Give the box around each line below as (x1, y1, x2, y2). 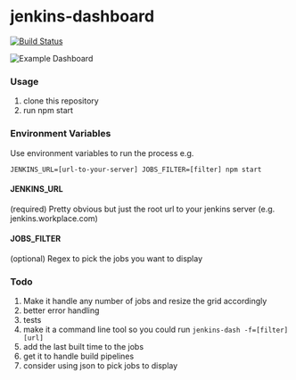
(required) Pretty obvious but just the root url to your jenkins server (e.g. (10, 203, 275, 214)
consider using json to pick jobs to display (22, 360, 178, 371)
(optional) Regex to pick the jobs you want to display (10, 252, 203, 264)
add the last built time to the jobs (22, 342, 144, 352)
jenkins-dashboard (10, 6, 155, 27)
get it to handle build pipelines (22, 351, 135, 362)
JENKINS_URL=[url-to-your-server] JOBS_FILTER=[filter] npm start (10, 165, 262, 174)
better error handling (22, 305, 100, 316)
